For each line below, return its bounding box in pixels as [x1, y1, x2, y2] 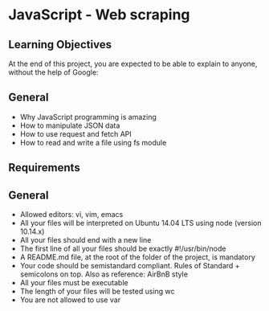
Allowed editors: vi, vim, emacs [19, 210, 124, 219]
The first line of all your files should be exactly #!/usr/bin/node [19, 243, 226, 254]
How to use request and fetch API [19, 129, 132, 138]
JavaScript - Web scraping [8, 6, 190, 24]
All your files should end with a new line [19, 235, 152, 245]
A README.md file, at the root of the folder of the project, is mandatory [19, 252, 255, 262]
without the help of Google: [8, 68, 99, 77]
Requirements [8, 161, 80, 174]
